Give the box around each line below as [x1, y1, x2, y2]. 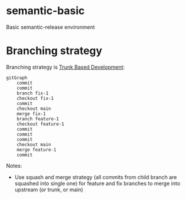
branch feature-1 [16, 116, 59, 122]
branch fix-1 [16, 90, 49, 96]
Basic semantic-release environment [6, 23, 95, 31]
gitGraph [6, 75, 28, 80]
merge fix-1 [16, 110, 46, 117]
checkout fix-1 [16, 95, 54, 101]
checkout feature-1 [16, 121, 65, 127]
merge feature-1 [16, 147, 57, 153]
